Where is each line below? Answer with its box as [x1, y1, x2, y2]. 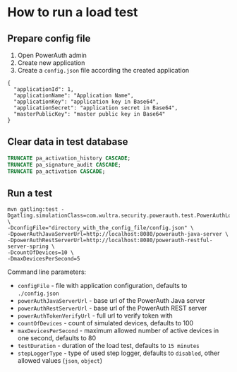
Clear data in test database [7, 136, 128, 148]
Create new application [17, 59, 85, 67]
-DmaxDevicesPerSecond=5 [7, 256, 80, 263]
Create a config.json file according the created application [17, 66, 190, 74]
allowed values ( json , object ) [17, 356, 103, 365]
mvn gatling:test [7, 206, 59, 213]
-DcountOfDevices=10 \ [7, 249, 74, 256]
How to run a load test [7, 4, 138, 20]
